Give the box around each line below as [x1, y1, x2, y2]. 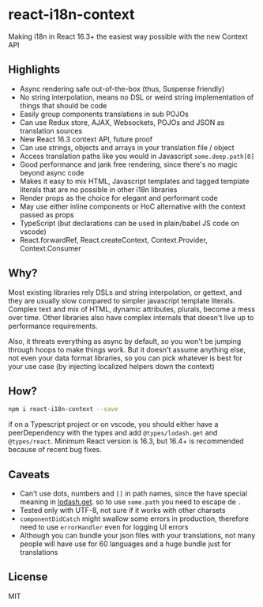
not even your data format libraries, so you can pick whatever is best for [8, 353, 242, 363]
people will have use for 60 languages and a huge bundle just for [19, 539, 231, 549]
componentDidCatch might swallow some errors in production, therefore [19, 514, 249, 523]
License [8, 571, 48, 584]
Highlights [8, 63, 61, 77]
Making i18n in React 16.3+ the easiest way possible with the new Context [8, 32, 248, 41]
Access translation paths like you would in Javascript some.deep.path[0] [19, 151, 255, 160]
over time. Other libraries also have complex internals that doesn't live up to [8, 312, 254, 322]
